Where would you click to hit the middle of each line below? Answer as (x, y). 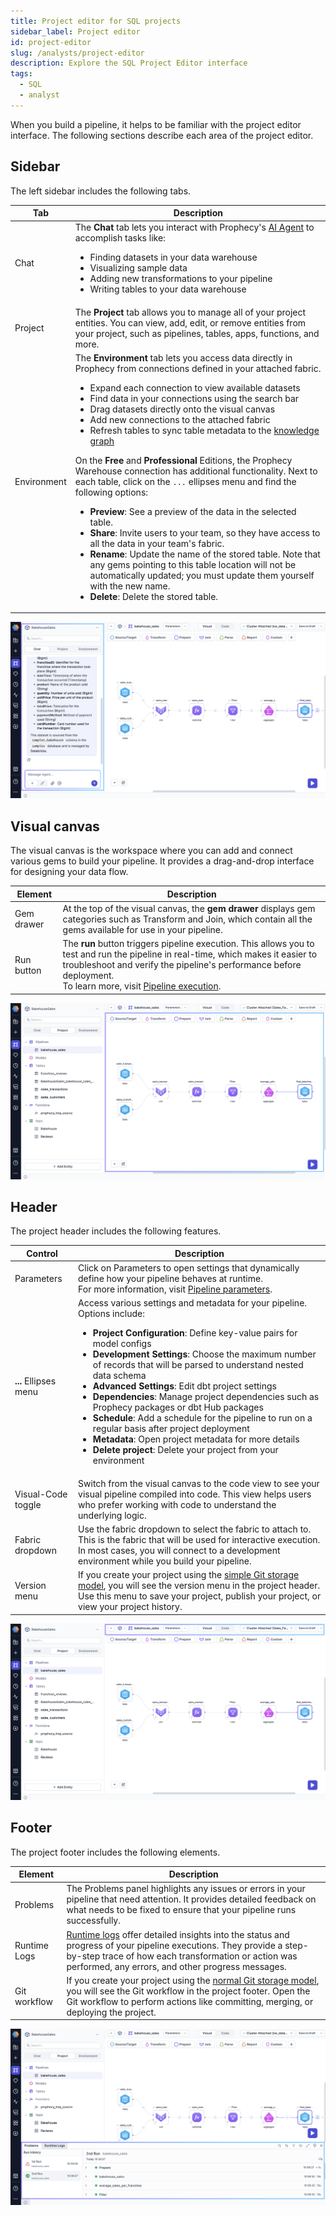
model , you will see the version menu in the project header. (199, 1586)
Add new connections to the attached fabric (180, 419)
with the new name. (130, 586)
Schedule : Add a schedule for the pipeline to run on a (202, 1418)
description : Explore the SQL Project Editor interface (129, 63)
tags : (21, 74)
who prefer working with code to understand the (177, 1504)
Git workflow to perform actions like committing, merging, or (190, 2001)
